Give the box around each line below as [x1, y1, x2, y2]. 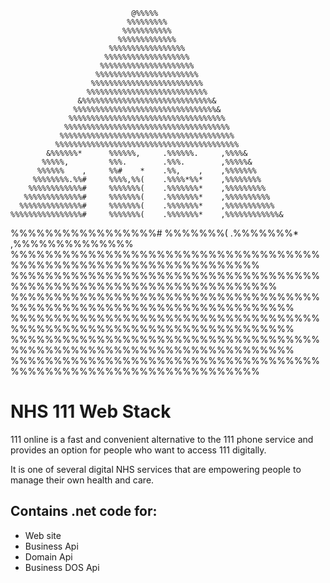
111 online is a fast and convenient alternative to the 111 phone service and [10, 433, 314, 445]
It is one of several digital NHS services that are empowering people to [10, 463, 302, 475]
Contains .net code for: [10, 503, 158, 520]
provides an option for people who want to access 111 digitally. [10, 444, 267, 456]
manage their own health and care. [10, 474, 155, 486]
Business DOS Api [24, 561, 100, 573]
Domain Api [24, 550, 73, 563]
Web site [24, 529, 62, 541]
